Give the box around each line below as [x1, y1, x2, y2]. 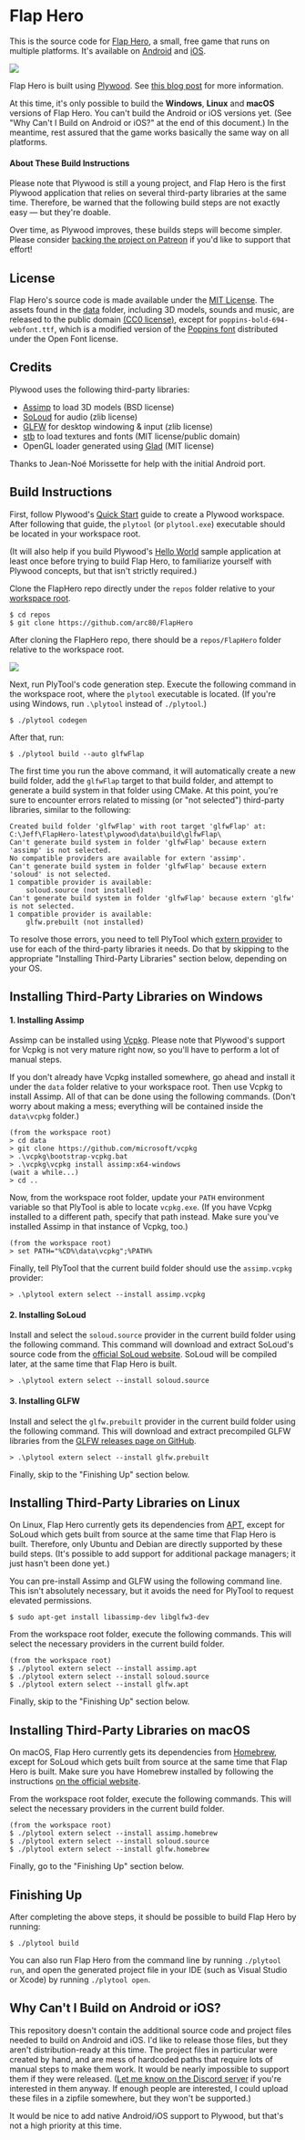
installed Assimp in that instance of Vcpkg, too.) [9, 1221, 188, 1232]
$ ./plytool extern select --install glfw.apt [9, 1680, 189, 1689]
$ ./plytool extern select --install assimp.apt [9, 1664, 198, 1674]
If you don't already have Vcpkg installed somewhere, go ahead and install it [9, 1072, 296, 1083]
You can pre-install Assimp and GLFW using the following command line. [9, 1575, 282, 1587]
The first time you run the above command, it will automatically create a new [9, 765, 296, 776]
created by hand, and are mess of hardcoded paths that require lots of [9, 2053, 273, 2064]
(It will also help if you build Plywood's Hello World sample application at [9, 545, 281, 556]
